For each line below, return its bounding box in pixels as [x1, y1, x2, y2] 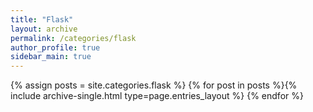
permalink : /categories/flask [10, 33, 137, 43]
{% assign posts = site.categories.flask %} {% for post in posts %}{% [10, 79, 298, 91]
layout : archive [10, 24, 78, 34]
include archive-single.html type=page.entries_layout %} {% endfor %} [10, 90, 304, 102]
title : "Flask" [10, 14, 74, 25]
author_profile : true [10, 42, 101, 53]
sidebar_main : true [10, 52, 92, 62]
